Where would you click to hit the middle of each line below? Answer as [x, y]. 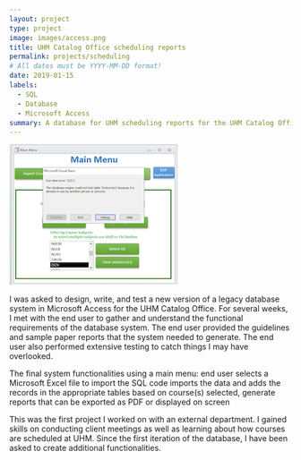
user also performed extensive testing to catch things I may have [129, 347]
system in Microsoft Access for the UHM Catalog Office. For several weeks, [149, 309]
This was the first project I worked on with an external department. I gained [148, 420]
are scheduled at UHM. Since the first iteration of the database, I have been [149, 439]
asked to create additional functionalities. [85, 448]
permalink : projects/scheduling [69, 57]
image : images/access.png [57, 38]
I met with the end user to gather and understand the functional [126, 319]
